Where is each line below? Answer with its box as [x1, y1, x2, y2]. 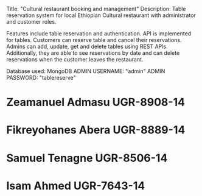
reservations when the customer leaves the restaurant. [6, 56, 144, 63]
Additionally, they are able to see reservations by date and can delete [6, 49, 180, 57]
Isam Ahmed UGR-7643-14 [6, 179, 145, 192]
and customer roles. [6, 18, 57, 25]
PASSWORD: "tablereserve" [6, 74, 76, 81]
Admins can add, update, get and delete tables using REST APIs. [6, 43, 169, 50]
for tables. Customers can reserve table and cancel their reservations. [6, 37, 182, 43]
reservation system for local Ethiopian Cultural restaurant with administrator [6, 12, 196, 19]
